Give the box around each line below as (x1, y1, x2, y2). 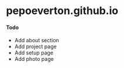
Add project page (14, 43, 57, 50)
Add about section (14, 37, 60, 44)
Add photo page (14, 56, 54, 63)
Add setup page (14, 49, 54, 56)
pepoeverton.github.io (6, 4, 119, 18)
